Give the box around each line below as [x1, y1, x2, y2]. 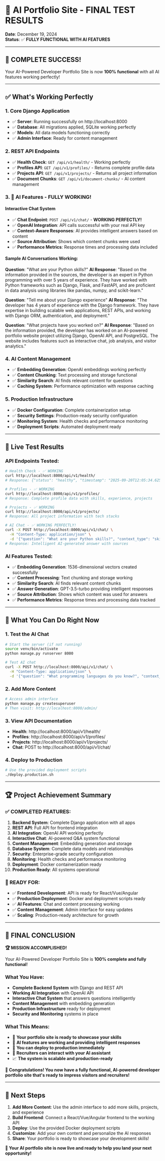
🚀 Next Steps [5, 1091, 46, 1099]
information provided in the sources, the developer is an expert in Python [5, 272, 153, 278]
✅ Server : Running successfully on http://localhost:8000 [12, 119, 128, 125]
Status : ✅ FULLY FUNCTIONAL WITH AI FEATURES [5, 36, 110, 42]
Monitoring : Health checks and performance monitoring [12, 856, 126, 862]
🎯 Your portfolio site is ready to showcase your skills [12, 1035, 122, 1040]
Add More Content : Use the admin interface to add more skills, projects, [12, 1104, 159, 1110]
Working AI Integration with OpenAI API [12, 990, 94, 996]
